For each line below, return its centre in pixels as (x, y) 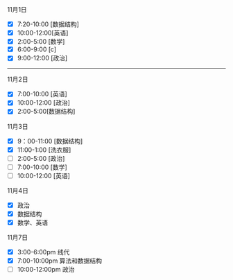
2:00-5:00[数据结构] (46, 112)
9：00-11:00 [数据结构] (50, 141)
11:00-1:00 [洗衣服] (44, 150)
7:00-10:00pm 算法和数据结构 (60, 261)
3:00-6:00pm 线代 (43, 252)
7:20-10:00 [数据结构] (48, 24)
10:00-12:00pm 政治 (46, 270)
